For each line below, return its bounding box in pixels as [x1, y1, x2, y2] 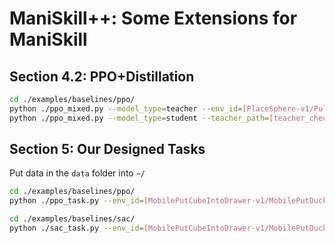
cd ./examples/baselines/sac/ [9, 214, 136, 224]
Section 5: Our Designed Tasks [9, 141, 206, 158]
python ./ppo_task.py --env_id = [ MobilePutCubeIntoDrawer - [9, 196, 256, 206]
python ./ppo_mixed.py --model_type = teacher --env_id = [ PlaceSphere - [9, 103, 301, 114]
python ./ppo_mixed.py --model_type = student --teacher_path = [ [9, 113, 274, 123]
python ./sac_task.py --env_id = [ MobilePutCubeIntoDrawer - [9, 223, 256, 234]
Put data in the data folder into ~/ [9, 167, 146, 179]
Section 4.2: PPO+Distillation [9, 68, 195, 85]
